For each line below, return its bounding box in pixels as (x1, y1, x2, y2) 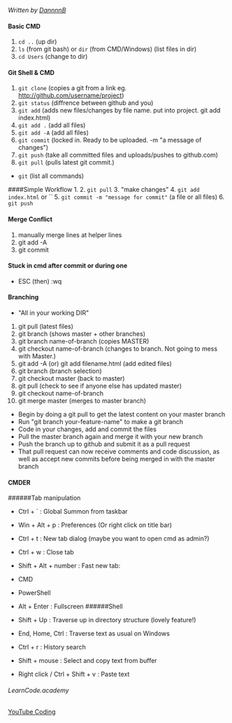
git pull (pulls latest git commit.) (17, 158, 115, 167)
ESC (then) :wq (17, 276, 62, 286)
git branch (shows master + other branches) (17, 330, 146, 338)
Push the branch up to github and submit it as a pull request (17, 440, 191, 449)
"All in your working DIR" (17, 309, 89, 317)
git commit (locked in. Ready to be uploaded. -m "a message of (17, 136, 202, 144)
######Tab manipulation (8, 493, 81, 503)
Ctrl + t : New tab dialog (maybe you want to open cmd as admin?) (17, 535, 210, 543)
